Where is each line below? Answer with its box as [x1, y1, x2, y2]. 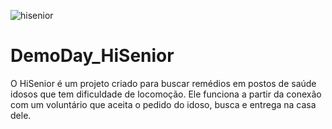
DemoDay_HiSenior [10, 45, 175, 67]
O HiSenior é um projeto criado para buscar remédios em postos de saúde [10, 77, 317, 89]
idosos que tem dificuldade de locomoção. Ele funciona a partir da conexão [10, 88, 322, 100]
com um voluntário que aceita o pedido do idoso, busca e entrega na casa [10, 98, 317, 110]
